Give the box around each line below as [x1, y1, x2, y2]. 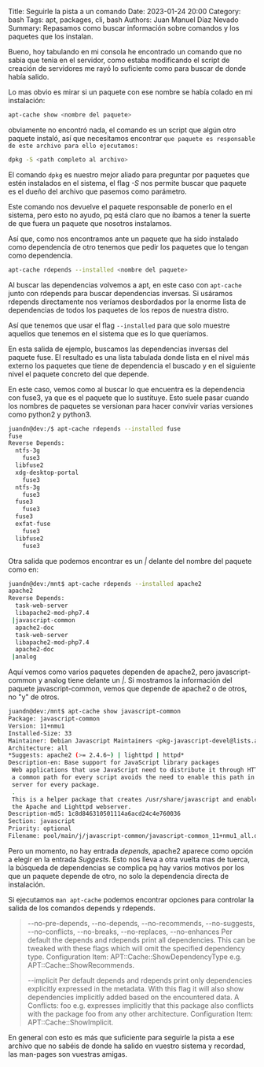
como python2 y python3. [8, 409, 92, 419]
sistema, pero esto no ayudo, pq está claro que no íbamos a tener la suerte [8, 210, 251, 220]
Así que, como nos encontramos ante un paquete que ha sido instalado [8, 234, 239, 243]
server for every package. [11, 780, 101, 788]
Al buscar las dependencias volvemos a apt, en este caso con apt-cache [8, 280, 242, 290]
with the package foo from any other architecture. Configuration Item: [27, 1009, 253, 1018]
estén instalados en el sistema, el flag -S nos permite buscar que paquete [8, 178, 247, 187]
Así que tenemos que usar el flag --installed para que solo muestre [8, 320, 230, 330]
